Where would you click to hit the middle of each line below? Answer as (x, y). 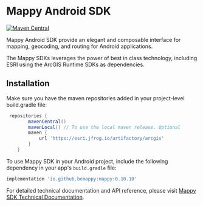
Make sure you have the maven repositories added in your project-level (96, 98)
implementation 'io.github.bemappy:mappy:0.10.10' (72, 179)
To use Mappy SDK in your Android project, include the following (87, 161)
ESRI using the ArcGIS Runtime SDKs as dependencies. (75, 64)
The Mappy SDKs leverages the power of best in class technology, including (102, 58)
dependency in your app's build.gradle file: (61, 168)
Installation (28, 84)
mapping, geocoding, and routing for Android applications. (80, 46)
